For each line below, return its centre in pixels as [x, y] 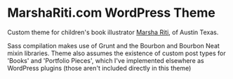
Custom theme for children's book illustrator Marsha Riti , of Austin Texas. [113, 32]
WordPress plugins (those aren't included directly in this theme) [99, 68]
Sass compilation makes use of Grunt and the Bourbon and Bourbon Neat [113, 45]
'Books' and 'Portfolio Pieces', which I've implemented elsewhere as [106, 60]
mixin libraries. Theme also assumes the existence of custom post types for [116, 53]
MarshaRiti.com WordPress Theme [111, 13]
